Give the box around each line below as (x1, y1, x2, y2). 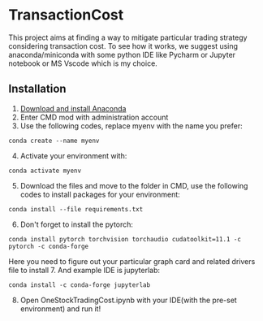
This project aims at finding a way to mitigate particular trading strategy (8, 33, 248, 42)
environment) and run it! (19, 303, 101, 314)
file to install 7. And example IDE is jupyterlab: (8, 265, 161, 275)
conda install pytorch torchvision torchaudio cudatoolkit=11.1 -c (8, 235, 242, 243)
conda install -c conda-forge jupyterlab (8, 280, 151, 289)
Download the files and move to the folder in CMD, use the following (19, 180, 248, 190)
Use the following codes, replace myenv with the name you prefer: (19, 120, 244, 131)
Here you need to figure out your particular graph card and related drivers (8, 256, 256, 266)
